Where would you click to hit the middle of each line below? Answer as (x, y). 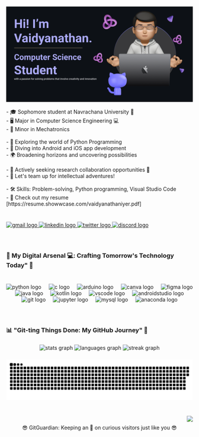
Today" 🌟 (20, 265)
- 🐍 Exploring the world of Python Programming (64, 142)
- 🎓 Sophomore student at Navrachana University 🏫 (70, 112)
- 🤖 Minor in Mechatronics (38, 129)
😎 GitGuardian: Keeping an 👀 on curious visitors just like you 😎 (99, 427)
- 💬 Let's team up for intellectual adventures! (60, 176)
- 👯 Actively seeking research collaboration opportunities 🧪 (78, 170)
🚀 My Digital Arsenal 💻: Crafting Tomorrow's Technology (90, 256)
